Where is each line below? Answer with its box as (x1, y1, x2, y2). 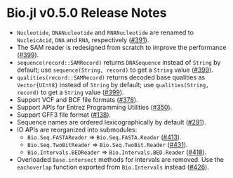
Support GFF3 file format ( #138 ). (16, 110, 112, 119)
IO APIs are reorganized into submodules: (16, 125, 138, 134)
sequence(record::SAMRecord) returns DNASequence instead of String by (16, 58, 221, 66)
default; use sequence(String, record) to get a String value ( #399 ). (16, 65, 213, 74)
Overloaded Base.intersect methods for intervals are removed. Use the (16, 155, 224, 163)
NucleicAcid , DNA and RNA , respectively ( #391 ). (16, 35, 149, 44)
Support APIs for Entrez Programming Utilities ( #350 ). (16, 103, 173, 111)
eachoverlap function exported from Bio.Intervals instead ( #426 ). (16, 163, 210, 171)
